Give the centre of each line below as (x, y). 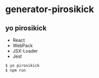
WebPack (23, 46)
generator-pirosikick (50, 9)
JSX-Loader (25, 51)
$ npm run (16, 70)
